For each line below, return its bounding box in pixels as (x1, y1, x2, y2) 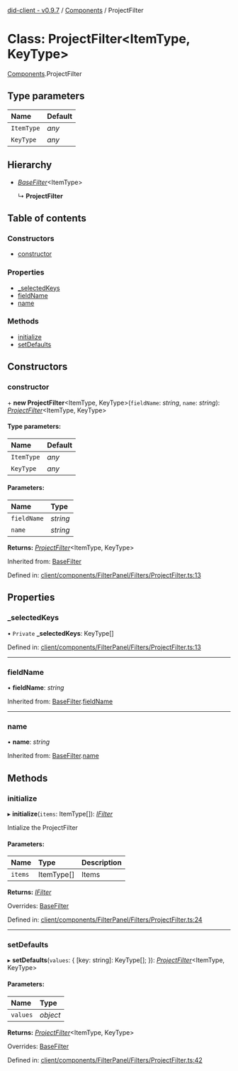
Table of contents (7, 212, 86, 224)
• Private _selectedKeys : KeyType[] (7, 629, 115, 637)
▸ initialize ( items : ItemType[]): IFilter (7, 809, 113, 818)
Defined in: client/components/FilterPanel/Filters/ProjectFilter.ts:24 (7, 915, 203, 924)
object (40, 1010, 61, 1020)
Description (81, 858, 122, 868)
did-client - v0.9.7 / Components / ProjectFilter (7, 6, 144, 14)
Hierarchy (7, 159, 52, 171)
